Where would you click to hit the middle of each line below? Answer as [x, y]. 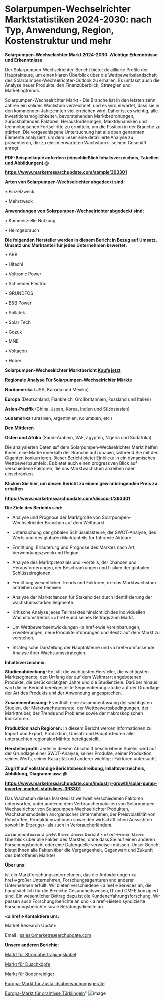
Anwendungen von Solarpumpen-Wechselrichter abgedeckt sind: [75, 211]
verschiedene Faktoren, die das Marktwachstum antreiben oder [70, 468]
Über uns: [16, 865]
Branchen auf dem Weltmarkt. [75, 522]
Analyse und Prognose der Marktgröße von [56, 517]
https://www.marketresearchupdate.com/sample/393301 [66, 172]
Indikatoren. [17, 718]
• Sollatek [15, 312]
